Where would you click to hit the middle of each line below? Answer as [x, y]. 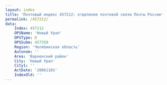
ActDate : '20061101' [36, 70]
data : [11, 24]
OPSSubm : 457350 [32, 42]
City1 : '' [25, 65]
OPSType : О [26, 38]
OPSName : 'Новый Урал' [38, 33]
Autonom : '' [27, 51]
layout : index [20, 10]
